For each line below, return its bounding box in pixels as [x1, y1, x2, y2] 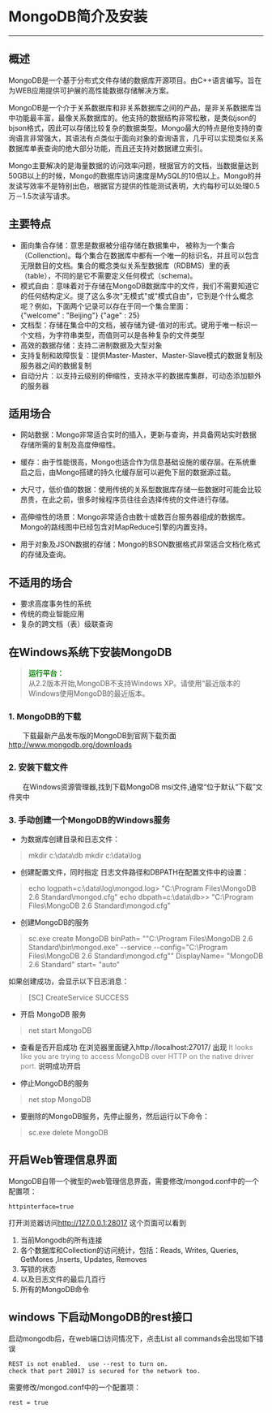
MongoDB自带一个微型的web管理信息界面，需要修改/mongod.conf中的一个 [8, 1176, 259, 1186]
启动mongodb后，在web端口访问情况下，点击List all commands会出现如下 [8, 1333, 257, 1343]
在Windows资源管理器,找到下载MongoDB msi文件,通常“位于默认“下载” [23, 781, 257, 792]
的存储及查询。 [19, 550, 70, 560]
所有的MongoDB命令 [19, 1284, 90, 1294]
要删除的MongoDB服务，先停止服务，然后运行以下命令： [19, 1111, 210, 1121]
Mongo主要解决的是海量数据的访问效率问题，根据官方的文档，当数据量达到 [8, 160, 259, 171]
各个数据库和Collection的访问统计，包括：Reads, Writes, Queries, [19, 1245, 239, 1255]
